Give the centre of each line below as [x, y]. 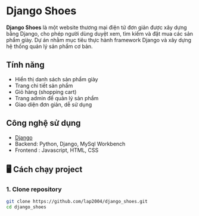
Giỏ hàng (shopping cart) [46, 92]
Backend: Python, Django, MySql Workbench [70, 144]
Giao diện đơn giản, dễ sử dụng [53, 104]
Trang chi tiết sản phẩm [44, 85]
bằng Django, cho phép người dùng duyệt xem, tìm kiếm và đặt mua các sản [100, 33]
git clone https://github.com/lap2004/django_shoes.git [77, 202]
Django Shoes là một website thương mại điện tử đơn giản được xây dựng [97, 27]
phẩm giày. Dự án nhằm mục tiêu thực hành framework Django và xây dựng [99, 40]
